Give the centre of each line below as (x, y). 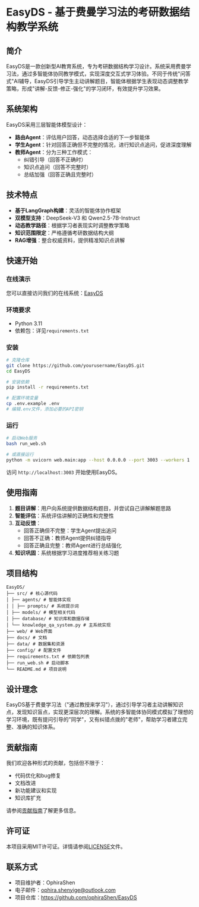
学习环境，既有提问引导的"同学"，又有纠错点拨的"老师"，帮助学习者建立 (94, 720)
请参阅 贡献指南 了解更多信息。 (42, 810)
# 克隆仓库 (18, 360)
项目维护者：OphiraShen (45, 882)
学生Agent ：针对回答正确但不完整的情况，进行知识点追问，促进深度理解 (103, 145)
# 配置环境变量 (22, 398)
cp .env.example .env (33, 404)
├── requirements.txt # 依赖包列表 (48, 657)
